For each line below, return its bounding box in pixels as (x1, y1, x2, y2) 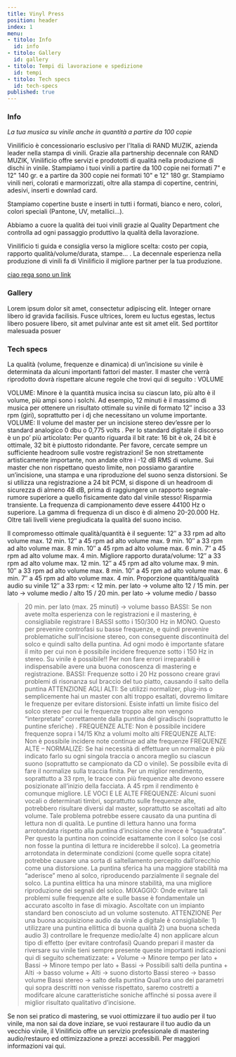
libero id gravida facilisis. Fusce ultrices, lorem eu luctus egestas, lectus (7, 311, 216, 320)
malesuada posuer (7, 326, 61, 335)
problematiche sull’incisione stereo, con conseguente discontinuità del (24, 633, 229, 641)
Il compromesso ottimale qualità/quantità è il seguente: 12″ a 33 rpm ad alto (7, 529, 226, 538)
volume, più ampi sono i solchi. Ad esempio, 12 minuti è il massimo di (7, 396, 207, 405)
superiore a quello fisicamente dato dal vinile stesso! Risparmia (29, 493, 213, 502)
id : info (13, 43, 39, 50)
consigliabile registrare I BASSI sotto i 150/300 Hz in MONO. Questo (24, 618, 221, 626)
